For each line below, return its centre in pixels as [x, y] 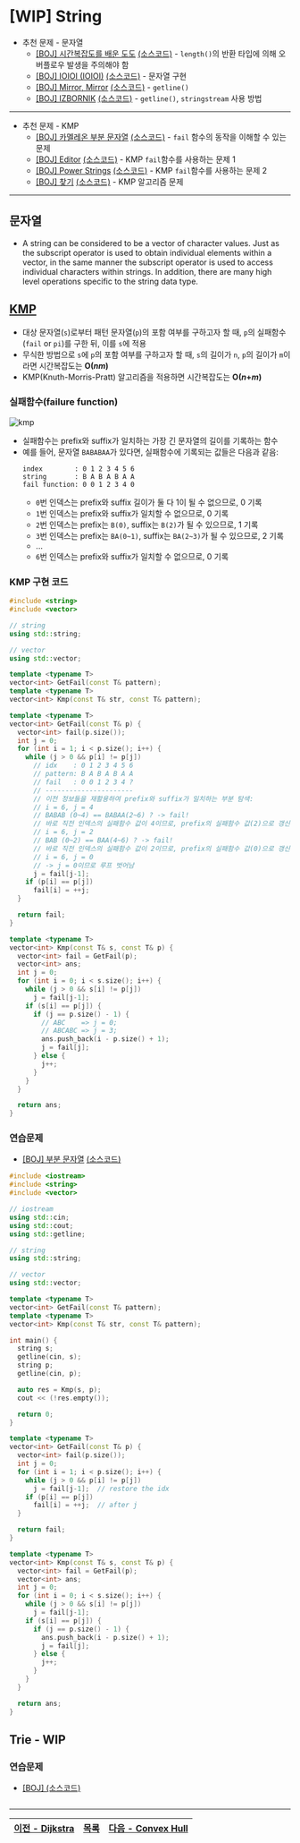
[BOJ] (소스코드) [51, 1788]
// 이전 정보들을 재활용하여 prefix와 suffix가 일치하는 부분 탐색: [143, 798]
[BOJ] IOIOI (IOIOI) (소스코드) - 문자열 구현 [111, 76]
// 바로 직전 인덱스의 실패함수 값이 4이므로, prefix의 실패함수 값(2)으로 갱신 [161, 824]
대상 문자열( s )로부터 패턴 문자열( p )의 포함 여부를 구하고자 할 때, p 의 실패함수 [154, 332]
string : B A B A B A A [79, 476]
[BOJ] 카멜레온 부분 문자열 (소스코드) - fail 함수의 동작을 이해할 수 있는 [161, 137]
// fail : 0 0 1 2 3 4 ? [83, 782]
